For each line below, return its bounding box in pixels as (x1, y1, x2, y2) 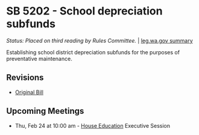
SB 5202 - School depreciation (6, 4, 163, 18)
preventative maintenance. (6, 55, 72, 62)
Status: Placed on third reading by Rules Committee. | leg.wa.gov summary (6, 37, 193, 44)
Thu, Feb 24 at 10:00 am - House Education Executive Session (14, 122, 171, 129)
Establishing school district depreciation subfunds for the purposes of (6, 48, 180, 55)
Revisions (6, 72, 44, 83)
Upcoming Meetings (6, 106, 84, 116)
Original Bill (14, 89, 44, 96)
